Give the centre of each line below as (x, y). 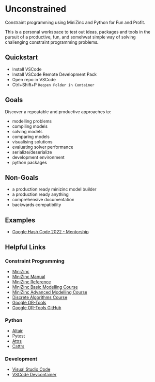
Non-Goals (22, 178)
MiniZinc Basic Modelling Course (45, 287)
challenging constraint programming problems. (52, 42)
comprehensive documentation (43, 200)
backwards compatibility (37, 205)
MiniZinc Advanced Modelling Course (50, 292)
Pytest (18, 336)
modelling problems (32, 121)
